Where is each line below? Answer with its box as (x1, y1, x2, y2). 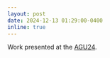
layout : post (7, 10, 46, 18)
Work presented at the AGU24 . (7, 43, 97, 52)
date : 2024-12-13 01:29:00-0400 (7, 17, 103, 24)
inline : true (7, 23, 46, 30)
